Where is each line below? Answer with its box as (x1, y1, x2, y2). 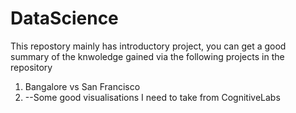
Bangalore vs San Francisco (24, 80, 141, 92)
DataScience (10, 7, 119, 30)
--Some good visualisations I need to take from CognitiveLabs (24, 91, 281, 103)
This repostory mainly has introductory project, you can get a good (10, 40, 287, 52)
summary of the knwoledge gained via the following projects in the (10, 50, 285, 62)
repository (10, 61, 53, 73)
